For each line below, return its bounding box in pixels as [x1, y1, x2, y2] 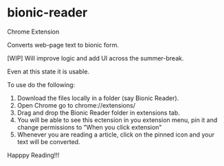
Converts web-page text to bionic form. [7, 40, 119, 49]
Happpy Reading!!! [7, 151, 60, 159]
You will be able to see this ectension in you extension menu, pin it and [16, 115, 218, 124]
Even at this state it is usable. [7, 67, 90, 75]
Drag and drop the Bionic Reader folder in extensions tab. [16, 108, 180, 117]
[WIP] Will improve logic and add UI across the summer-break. [7, 54, 184, 62]
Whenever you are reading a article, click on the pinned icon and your [16, 130, 215, 139]
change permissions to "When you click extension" [16, 123, 162, 131]
